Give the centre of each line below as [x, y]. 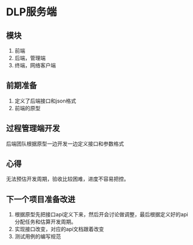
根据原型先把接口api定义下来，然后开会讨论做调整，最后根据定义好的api [101, 215]
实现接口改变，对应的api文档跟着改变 [59, 229]
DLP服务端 [32, 12]
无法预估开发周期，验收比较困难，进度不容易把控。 [68, 179]
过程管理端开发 [33, 129]
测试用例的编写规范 [38, 237]
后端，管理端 [30, 58]
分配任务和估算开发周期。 [45, 222]
